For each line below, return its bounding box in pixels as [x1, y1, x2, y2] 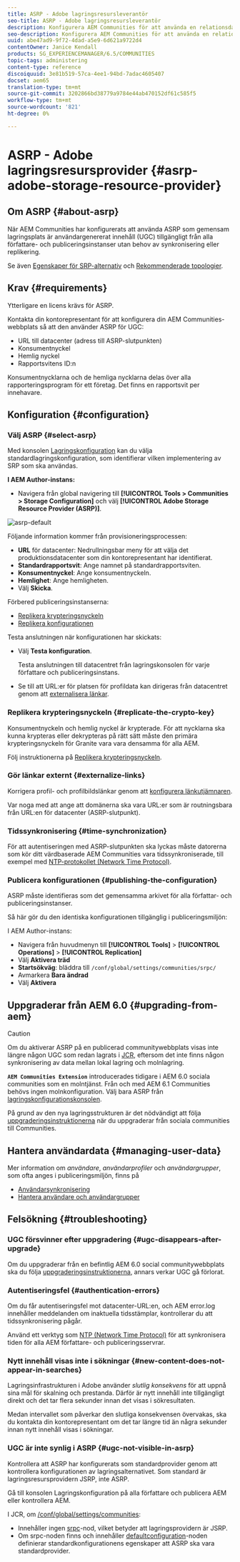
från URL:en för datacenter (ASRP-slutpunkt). [7, 808, 141, 816]
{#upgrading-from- [129, 999, 218, 1011]
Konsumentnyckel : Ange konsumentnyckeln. [17, 569, 151, 577]
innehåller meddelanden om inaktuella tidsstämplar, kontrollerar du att [7, 1309, 213, 1318]
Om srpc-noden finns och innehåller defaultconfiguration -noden [17, 1531, 208, 1540]
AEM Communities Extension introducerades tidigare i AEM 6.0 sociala [7, 1072, 211, 1081]
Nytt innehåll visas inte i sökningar [7, 1356, 130, 1366]
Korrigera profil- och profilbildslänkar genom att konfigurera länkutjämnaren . [7, 786, 233, 795]
